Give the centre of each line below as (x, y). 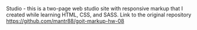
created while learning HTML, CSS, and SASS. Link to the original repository (99, 15)
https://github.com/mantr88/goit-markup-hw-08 (65, 21)
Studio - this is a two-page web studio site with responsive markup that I (95, 9)
